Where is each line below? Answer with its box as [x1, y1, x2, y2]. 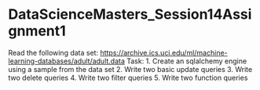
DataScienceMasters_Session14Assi [8, 5, 252, 23]
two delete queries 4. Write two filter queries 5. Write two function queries [8, 73, 248, 82]
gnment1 [8, 22, 67, 40]
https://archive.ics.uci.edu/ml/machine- [100, 48, 228, 57]
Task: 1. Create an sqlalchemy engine [126, 56, 247, 66]
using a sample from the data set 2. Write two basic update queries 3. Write [8, 64, 253, 74]
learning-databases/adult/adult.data [8, 56, 126, 66]
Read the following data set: [8, 48, 99, 57]
